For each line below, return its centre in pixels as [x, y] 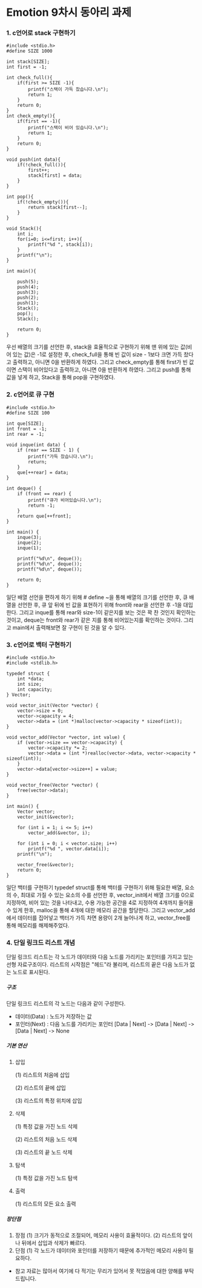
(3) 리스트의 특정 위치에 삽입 [49, 1101]
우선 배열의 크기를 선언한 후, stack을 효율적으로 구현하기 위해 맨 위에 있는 [93, 347]
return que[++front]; [44, 516]
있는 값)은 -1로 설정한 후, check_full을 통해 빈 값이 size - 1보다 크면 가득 [97, 354]
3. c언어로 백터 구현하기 [39, 645]
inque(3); [30, 537]
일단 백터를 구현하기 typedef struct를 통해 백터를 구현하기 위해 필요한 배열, [95, 887]
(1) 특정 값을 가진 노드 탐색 [46, 1178]
